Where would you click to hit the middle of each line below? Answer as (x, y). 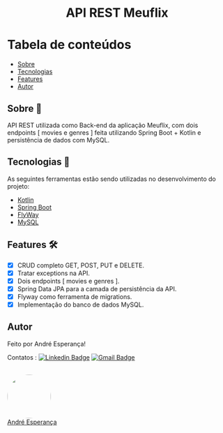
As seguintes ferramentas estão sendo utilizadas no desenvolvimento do (111, 179)
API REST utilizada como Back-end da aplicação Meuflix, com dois (103, 125)
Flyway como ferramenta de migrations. (75, 296)
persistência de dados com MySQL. (59, 140)
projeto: (18, 186)
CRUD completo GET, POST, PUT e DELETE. (81, 265)
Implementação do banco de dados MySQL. (80, 304)
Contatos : (22, 357)
